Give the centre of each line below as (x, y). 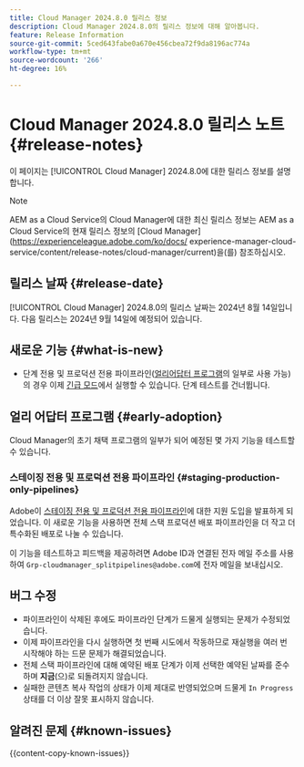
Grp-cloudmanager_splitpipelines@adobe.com (110, 565)
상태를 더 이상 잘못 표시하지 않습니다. (88, 700)
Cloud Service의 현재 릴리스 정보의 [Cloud (86, 231)
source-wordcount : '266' (56, 60)
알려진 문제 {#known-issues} (91, 731)
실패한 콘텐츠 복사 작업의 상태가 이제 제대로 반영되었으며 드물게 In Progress (158, 688)
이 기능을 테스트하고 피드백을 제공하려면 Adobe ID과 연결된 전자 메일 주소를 (143, 553)
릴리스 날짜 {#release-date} (86, 284)
